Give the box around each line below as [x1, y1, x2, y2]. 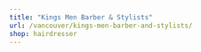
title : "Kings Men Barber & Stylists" [9, 12, 153, 22]
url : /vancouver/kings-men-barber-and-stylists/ [9, 21, 193, 30]
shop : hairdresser [9, 29, 77, 38]
